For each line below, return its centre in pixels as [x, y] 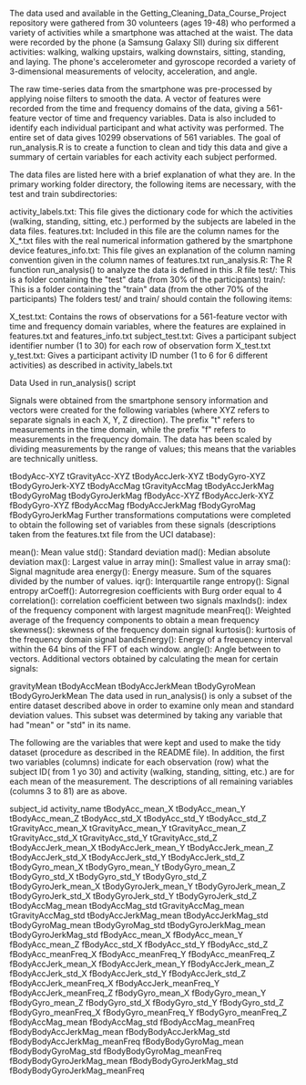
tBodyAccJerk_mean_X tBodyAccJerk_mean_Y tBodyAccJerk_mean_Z [142, 847]
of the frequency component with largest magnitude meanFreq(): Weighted [150, 610]
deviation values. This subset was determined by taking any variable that [146, 715]
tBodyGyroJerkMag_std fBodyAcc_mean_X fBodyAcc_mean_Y [127, 935]
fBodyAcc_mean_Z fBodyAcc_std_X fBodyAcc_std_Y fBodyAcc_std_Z [139, 944]
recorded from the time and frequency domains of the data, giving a [137, 108]
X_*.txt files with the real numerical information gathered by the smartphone [151, 240]
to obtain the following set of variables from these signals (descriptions [143, 525]
